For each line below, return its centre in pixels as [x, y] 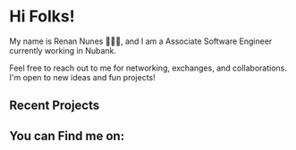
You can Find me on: [67, 136]
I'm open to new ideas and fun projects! [83, 77]
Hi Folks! [42, 17]
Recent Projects [55, 106]
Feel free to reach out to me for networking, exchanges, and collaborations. [148, 68]
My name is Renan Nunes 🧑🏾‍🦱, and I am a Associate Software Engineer [141, 41]
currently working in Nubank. [63, 50]
